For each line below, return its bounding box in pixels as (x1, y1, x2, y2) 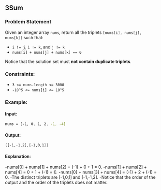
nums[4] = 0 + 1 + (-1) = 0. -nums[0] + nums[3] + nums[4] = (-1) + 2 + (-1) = (5, 169, 157, 175)
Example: (5, 99, 28, 106)
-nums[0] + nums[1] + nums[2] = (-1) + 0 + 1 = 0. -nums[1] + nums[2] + (5, 164, 147, 170)
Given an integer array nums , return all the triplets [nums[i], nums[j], (5, 29, 142, 35)
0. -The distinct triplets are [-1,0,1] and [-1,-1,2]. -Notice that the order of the (5, 174, 156, 180)
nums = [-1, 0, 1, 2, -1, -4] (5, 122, 66, 127)
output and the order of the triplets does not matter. (5, 179, 108, 186)
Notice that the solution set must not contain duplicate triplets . (5, 58, 132, 64)
